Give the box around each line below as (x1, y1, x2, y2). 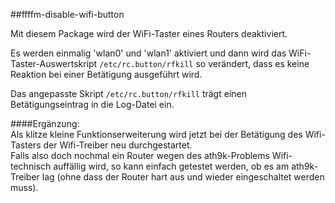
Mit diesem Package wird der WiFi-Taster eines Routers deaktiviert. (10, 28, 288, 39)
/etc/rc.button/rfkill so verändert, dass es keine (99, 58, 310, 69)
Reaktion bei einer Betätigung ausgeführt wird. (10, 69, 203, 80)
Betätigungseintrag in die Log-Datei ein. (10, 99, 175, 110)
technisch (10, 160, 52, 172)
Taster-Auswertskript (10, 58, 98, 69)
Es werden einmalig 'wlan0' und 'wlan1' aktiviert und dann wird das (10, 47, 287, 59)
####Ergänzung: (10, 118, 80, 129)
